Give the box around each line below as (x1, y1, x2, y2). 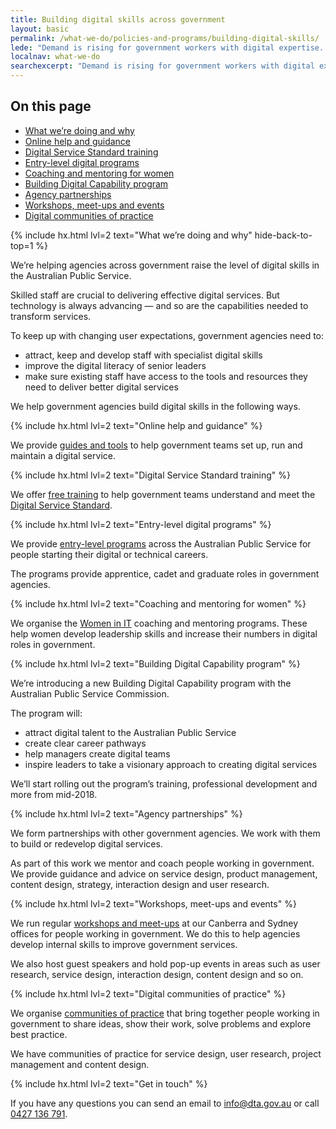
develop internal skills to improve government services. (10, 938, 238, 950)
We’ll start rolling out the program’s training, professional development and (10, 777, 318, 790)
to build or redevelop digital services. (10, 837, 163, 850)
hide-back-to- (254, 229, 313, 241)
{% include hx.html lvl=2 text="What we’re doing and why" (10, 229, 253, 241)
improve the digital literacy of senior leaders (24, 359, 207, 371)
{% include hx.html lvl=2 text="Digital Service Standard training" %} (10, 469, 291, 481)
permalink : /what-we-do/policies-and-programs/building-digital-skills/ (10, 33, 320, 43)
